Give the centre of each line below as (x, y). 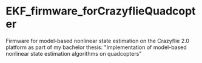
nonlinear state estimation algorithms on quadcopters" (74, 53)
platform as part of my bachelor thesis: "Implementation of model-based (96, 47)
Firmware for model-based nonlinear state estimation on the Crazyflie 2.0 (97, 41)
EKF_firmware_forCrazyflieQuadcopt (101, 11)
